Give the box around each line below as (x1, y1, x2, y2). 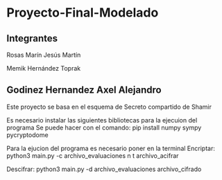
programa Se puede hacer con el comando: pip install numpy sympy (6, 123, 202, 132)
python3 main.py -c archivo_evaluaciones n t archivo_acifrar (6, 151, 179, 160)
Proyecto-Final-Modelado (6, 5, 159, 21)
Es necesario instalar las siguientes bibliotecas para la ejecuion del (6, 116, 198, 124)
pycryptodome (6, 130, 49, 139)
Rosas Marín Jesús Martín (6, 51, 81, 59)
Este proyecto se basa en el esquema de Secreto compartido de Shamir (6, 102, 212, 111)
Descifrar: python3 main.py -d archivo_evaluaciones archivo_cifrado (6, 165, 202, 173)
